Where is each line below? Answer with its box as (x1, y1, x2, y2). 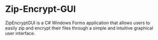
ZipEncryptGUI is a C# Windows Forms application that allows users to (5, 20, 151, 26)
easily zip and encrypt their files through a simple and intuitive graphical (5, 25, 154, 31)
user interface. (5, 30, 35, 36)
